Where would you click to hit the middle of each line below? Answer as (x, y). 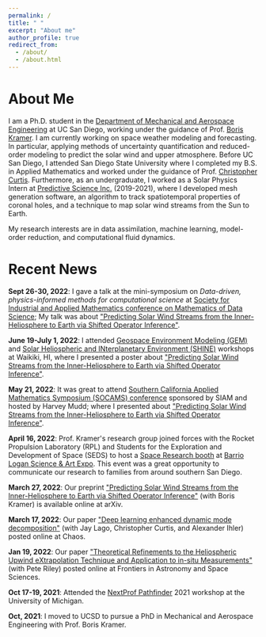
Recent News (53, 269)
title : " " (26, 23)
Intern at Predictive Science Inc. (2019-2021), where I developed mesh (123, 188)
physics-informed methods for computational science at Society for (119, 299)
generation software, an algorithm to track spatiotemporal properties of (124, 196)
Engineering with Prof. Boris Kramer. (67, 624)
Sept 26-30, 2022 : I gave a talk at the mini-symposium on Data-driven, (125, 291)
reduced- (235, 146)
